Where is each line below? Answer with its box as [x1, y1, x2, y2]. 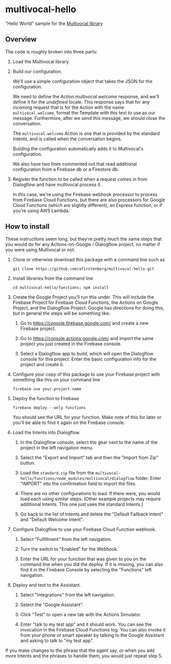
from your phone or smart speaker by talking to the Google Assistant [20, 632, 164, 638]
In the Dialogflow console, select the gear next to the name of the [20, 439, 158, 445]
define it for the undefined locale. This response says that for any [12, 99, 150, 105]
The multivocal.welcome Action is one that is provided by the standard [12, 130, 160, 136]
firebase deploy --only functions [12, 405, 86, 410]
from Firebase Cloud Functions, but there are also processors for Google [12, 197, 165, 203]
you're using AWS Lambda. [12, 207, 70, 214]
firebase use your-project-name [12, 386, 81, 391]
